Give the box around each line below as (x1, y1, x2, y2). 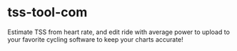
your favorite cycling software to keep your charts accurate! (7, 35, 183, 43)
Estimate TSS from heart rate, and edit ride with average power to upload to (7, 28, 231, 36)
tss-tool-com (7, 4, 88, 21)
